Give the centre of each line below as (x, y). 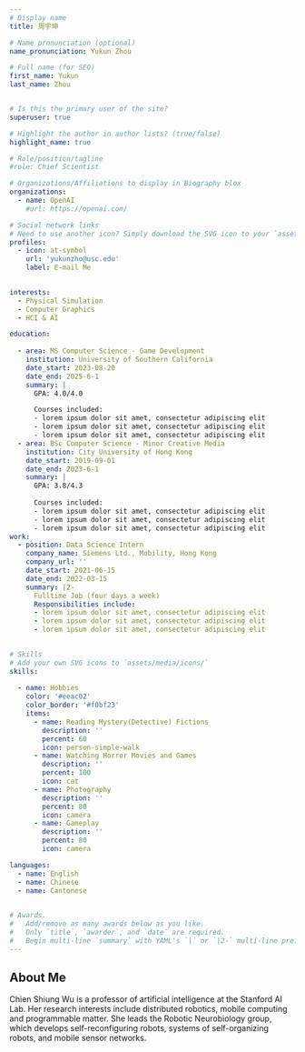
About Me (38, 978)
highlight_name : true (50, 142)
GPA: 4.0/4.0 (58, 393)
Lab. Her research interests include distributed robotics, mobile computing (148, 1009)
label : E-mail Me (59, 268)
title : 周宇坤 (34, 26)
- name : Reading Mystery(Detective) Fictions (121, 722)
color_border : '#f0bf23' (73, 706)
